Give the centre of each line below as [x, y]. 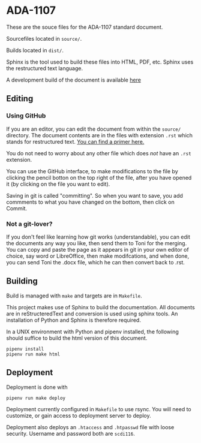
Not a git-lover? [29, 224]
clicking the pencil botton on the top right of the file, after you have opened [99, 177]
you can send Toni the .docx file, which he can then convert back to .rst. [95, 262]
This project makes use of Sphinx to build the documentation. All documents [100, 307]
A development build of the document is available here [73, 80]
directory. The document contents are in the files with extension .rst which [100, 135]
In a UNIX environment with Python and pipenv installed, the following [92, 332]
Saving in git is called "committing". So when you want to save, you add [94, 195]
